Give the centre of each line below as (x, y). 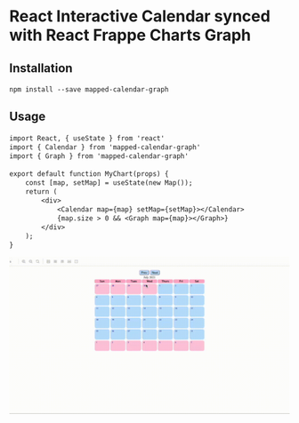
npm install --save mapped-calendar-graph (89, 90)
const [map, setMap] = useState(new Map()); (109, 183)
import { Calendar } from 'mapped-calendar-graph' (105, 147)
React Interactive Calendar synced (140, 16)
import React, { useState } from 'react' (87, 138)
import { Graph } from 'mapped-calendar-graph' (99, 156)
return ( (41, 192)
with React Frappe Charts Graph (130, 35)
